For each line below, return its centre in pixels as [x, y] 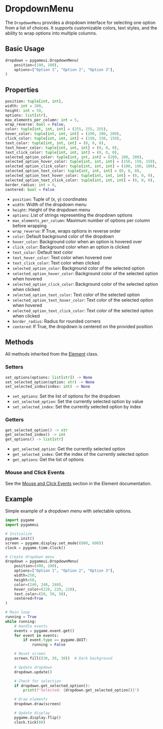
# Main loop [17, 612]
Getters [14, 420]
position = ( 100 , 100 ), [36, 65]
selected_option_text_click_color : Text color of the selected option [83, 311]
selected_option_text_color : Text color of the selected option [76, 295]
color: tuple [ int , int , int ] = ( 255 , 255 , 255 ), [57, 129]
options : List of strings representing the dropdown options [73, 215]
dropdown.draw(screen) [38, 704]
